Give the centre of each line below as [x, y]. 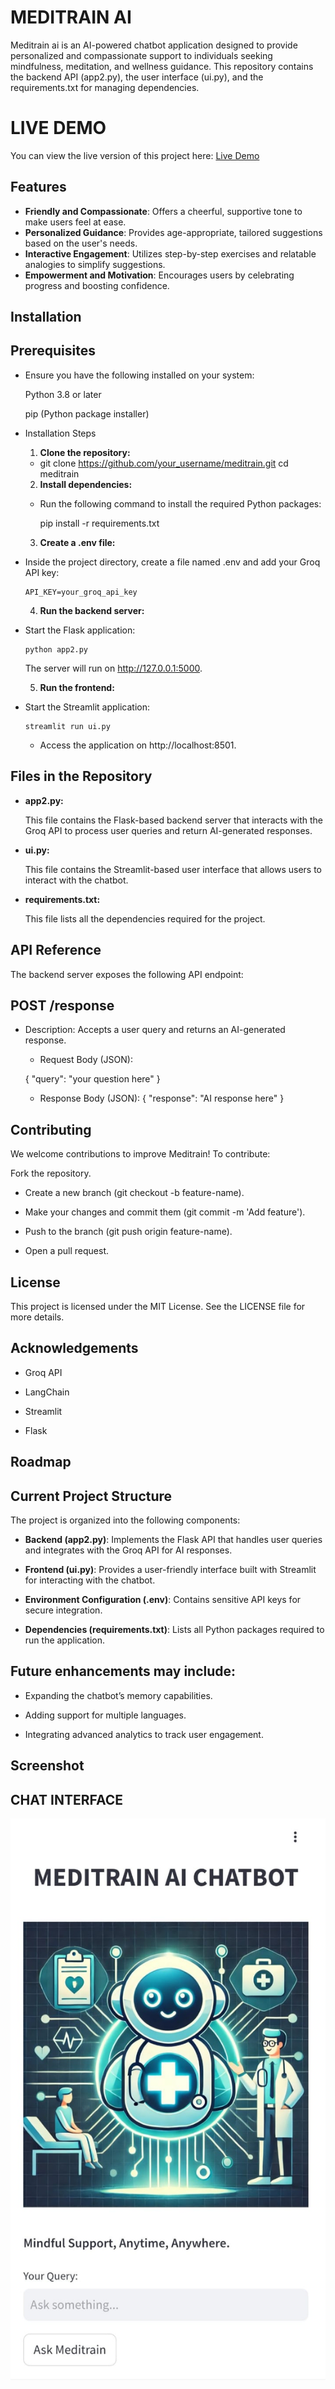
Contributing [51, 1129]
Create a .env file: [77, 542]
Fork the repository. [51, 1173]
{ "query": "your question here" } [92, 1079]
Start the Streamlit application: [87, 707]
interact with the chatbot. [76, 880]
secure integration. [63, 1610]
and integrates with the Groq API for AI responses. [128, 1550]
